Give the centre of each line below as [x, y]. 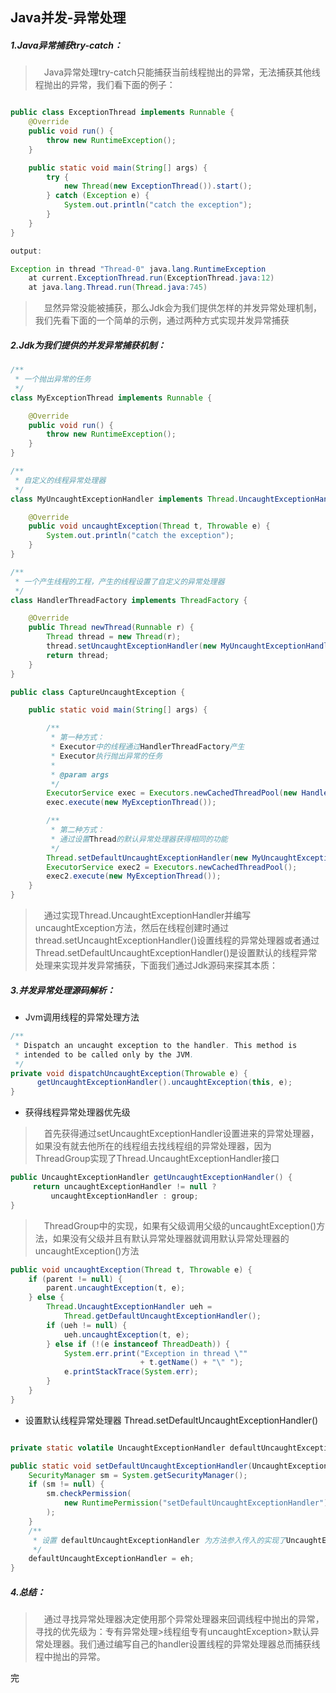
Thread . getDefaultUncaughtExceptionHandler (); [162, 1316]
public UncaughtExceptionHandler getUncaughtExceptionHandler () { [151, 1178]
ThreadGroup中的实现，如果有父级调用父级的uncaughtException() [180, 1225]
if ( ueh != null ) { [87, 1325]
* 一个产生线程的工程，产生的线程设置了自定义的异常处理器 [119, 581]
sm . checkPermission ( [89, 1494]
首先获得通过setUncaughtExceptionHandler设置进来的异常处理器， [181, 1134]
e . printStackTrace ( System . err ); [131, 1372]
